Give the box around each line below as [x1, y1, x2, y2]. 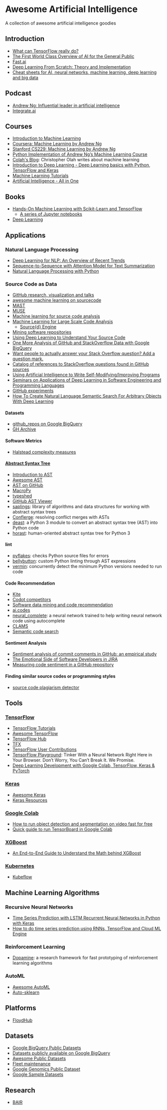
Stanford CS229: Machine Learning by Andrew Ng [12, 146, 116, 152]
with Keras [12, 920, 34, 926]
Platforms [5, 1004, 36, 1012]
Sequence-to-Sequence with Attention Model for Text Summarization [12, 262, 156, 268]
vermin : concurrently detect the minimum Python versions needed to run [12, 563, 162, 569]
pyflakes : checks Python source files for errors [12, 552, 109, 559]
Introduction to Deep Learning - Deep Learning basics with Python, [12, 162, 151, 168]
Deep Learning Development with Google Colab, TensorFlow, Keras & [12, 762, 155, 768]
